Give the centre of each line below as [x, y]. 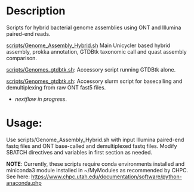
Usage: [24, 123]
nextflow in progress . [41, 99]
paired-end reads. [28, 33]
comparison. [22, 58]
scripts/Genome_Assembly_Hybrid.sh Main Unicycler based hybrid [88, 45]
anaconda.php [24, 182]
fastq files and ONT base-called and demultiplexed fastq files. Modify [92, 146]
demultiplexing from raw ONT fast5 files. [56, 87]
